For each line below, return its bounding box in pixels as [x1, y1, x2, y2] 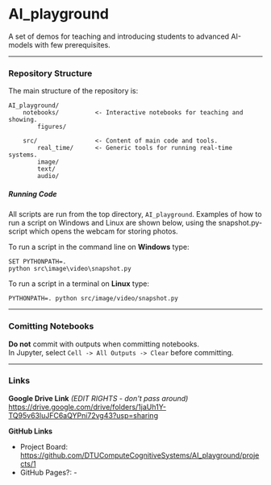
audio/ [37, 172, 60, 180]
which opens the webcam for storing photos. [29, 226, 179, 236]
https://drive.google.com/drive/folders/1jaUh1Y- [8, 402, 167, 412]
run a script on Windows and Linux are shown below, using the [8, 218, 217, 228]
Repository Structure [8, 68, 93, 79]
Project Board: [19, 441, 69, 451]
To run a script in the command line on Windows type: [8, 242, 190, 252]
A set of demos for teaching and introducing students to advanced [8, 31, 230, 41]
